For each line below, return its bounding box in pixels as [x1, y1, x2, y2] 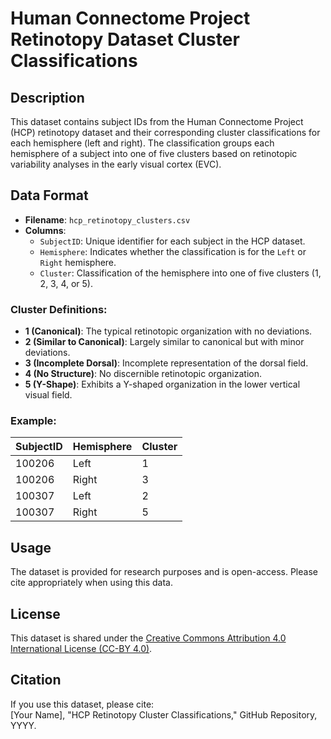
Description [10, 89, 85, 106]
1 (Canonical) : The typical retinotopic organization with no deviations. [24, 325, 313, 337]
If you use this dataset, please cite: [10, 698, 155, 710]
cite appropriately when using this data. [10, 577, 173, 589]
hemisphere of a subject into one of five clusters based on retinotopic [10, 148, 298, 159]
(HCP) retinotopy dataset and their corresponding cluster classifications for [10, 127, 321, 138]
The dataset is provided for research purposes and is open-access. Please [10, 566, 318, 578]
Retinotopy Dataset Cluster [10, 28, 240, 51]
